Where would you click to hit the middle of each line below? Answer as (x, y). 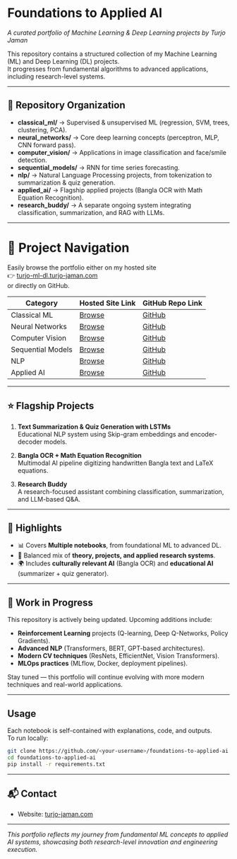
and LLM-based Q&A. (49, 499)
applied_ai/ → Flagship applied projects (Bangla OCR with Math (110, 190)
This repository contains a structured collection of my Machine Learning (112, 54)
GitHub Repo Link (172, 303)
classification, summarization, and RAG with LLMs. (91, 212)
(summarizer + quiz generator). (63, 574)
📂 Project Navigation (68, 247)
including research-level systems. (56, 76)
